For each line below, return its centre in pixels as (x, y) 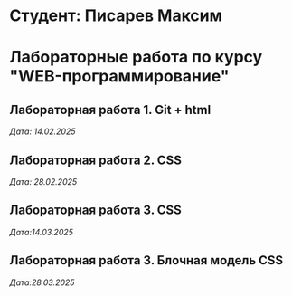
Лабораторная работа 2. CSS (96, 160)
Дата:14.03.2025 (42, 232)
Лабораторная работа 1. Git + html (110, 110)
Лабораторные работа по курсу (136, 57)
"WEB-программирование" (119, 76)
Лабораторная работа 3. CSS (96, 210)
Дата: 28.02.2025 (43, 181)
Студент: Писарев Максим (116, 16)
